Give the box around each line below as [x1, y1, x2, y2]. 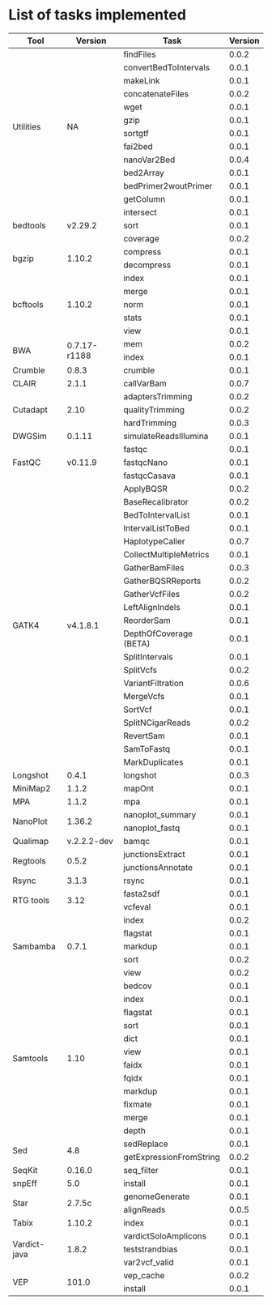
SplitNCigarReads [123, 717, 191, 728]
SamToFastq [123, 743, 171, 754]
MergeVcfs [123, 690, 165, 702]
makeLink [123, 75, 160, 86]
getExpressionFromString [123, 1151, 220, 1162]
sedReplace [123, 1138, 168, 1149]
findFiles [123, 49, 156, 60]
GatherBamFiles [123, 561, 185, 573]
